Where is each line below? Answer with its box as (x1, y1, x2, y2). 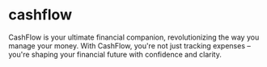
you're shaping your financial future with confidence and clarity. (8, 49, 222, 59)
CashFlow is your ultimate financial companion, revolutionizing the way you (8, 32, 260, 42)
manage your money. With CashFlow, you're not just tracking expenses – (8, 40, 251, 50)
